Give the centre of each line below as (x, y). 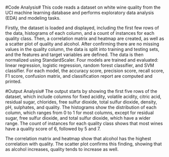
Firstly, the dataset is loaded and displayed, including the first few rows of (82, 28)
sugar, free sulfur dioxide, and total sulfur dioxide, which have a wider (78, 118)
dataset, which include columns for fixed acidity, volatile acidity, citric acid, (83, 96)
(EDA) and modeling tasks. (33, 18)
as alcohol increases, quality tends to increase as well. (62, 149)
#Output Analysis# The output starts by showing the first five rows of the (81, 91)
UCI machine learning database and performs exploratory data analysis (80, 13)
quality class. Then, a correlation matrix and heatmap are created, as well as (85, 38)
